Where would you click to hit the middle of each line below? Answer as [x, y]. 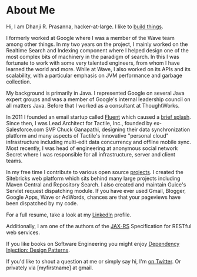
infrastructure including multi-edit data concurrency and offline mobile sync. [98, 142]
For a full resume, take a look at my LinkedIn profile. [69, 215]
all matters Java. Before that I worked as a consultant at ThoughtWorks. [93, 105]
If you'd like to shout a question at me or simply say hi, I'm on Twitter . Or [94, 261]
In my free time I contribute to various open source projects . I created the [95, 172]
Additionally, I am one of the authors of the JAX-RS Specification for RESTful [99, 226]
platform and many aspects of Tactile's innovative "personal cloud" [87, 135]
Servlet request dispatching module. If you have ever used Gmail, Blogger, [96, 191]
